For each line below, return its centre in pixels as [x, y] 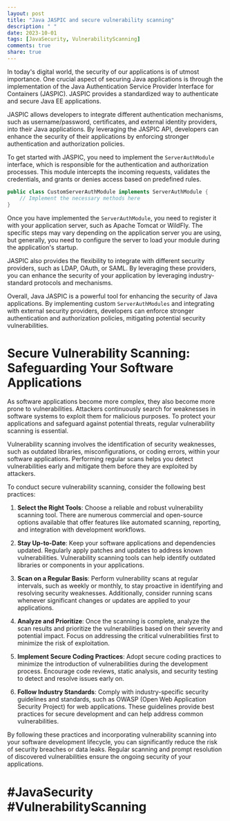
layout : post [26, 13]
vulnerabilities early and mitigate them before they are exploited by [102, 466]
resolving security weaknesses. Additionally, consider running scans [115, 593]
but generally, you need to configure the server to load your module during [114, 240]
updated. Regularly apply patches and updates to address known [110, 550]
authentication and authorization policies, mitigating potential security [106, 318]
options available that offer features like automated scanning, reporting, [119, 523]
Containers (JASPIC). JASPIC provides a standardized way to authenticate [113, 93]
